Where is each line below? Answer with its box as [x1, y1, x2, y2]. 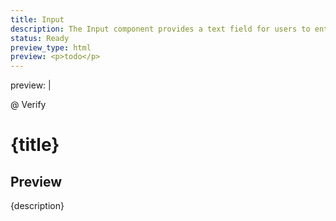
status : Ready [10, 33, 70, 43]
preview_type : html [10, 42, 92, 53]
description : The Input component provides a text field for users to [10, 24, 311, 34]
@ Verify [10, 99, 47, 111]
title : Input [10, 14, 65, 25]
